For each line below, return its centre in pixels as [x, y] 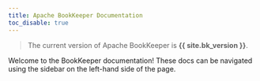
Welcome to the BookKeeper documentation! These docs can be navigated [130, 61]
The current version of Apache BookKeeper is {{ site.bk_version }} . [138, 45]
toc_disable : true [38, 23]
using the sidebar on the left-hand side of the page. [92, 68]
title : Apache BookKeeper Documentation [76, 15]
